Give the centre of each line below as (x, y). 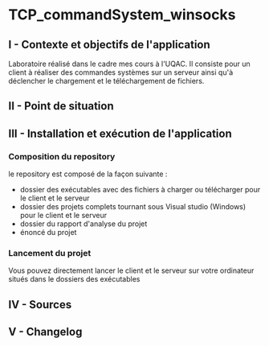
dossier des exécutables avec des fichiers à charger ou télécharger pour (140, 190)
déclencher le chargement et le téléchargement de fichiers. (106, 81)
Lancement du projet (50, 253)
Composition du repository (62, 156)
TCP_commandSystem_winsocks (122, 15)
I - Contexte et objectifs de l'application (109, 45)
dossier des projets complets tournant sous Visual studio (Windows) (133, 207)
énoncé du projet (48, 233)
